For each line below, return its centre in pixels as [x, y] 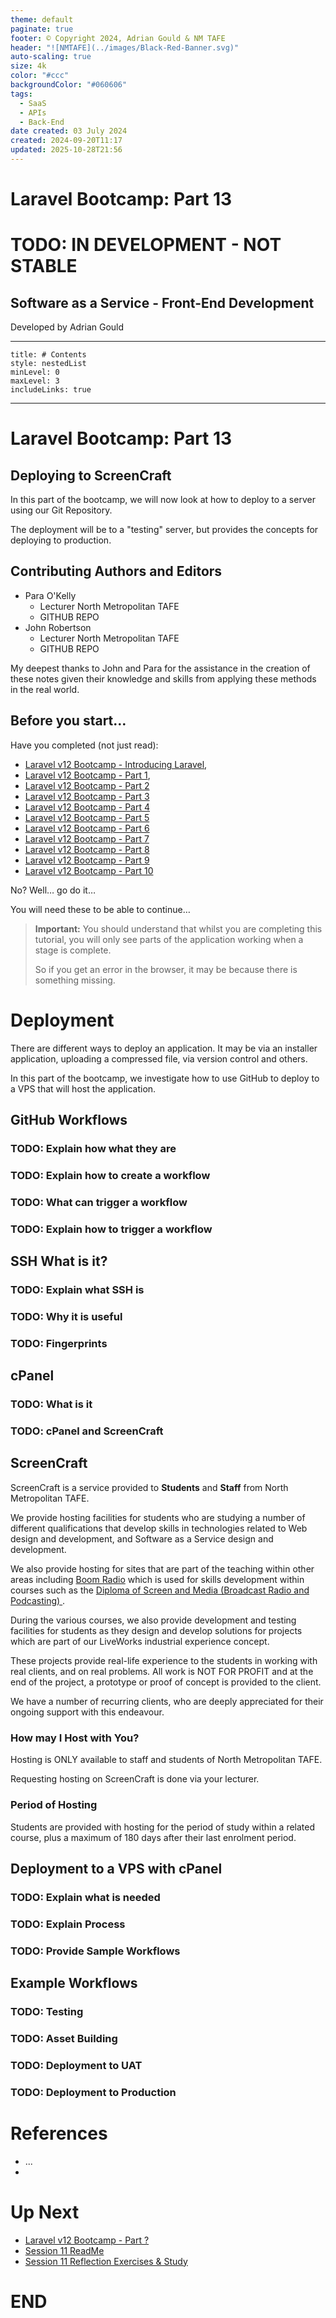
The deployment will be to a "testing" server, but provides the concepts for [164, 530]
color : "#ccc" [40, 76]
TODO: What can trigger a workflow [99, 1202]
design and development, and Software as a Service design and [142, 1538]
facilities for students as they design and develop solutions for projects [156, 1630]
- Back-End [42, 122]
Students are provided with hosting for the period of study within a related [163, 1827]
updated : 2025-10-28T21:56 [66, 150]
